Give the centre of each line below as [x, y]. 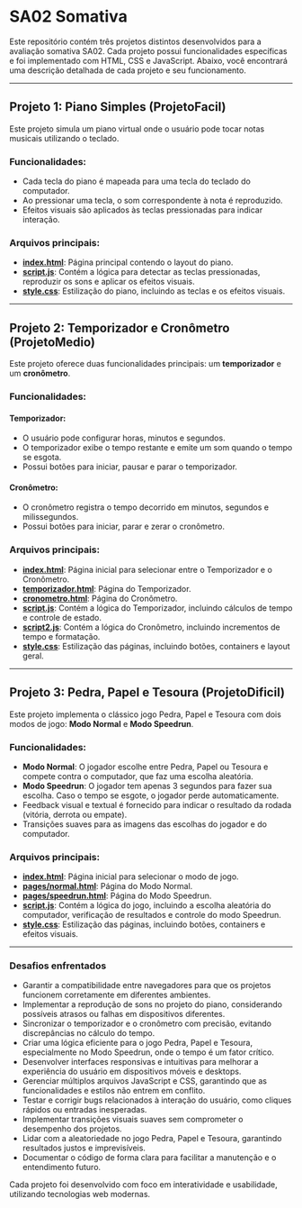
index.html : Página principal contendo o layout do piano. [128, 262]
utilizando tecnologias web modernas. [80, 1194]
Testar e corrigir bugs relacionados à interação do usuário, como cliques [157, 1100]
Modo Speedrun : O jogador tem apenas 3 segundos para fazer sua [147, 786]
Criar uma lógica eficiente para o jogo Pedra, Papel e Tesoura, [138, 1043]
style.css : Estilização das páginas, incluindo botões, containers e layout [156, 646]
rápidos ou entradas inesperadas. [84, 1110]
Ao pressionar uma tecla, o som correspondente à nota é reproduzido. [152, 201]
